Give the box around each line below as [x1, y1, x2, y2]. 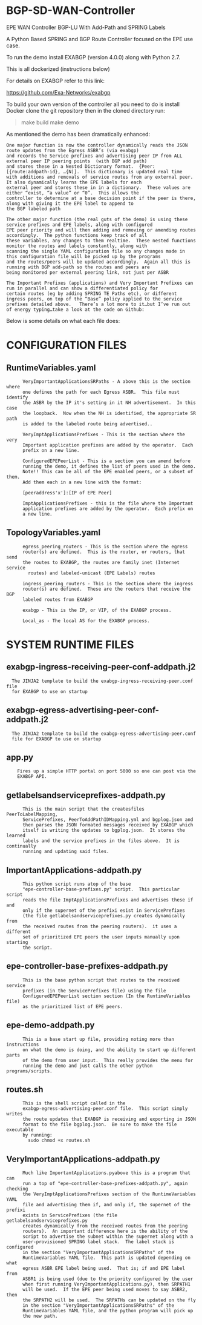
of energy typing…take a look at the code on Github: [6, 307, 145, 313]
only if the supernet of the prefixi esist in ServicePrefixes [22, 908, 186, 914]
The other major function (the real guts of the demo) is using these [6, 216, 188, 222]
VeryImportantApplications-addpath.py [6, 1154, 160, 1164]
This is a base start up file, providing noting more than [22, 1036, 174, 1042]
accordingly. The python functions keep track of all [6, 232, 148, 238]
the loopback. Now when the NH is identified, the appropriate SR [22, 410, 197, 416]
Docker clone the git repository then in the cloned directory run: [6, 107, 165, 114]
